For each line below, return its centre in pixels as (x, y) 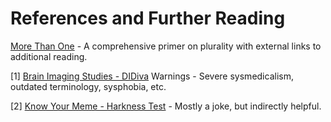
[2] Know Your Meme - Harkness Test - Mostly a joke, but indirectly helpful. (166, 106)
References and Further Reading (148, 18)
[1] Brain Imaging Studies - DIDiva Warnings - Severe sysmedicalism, (152, 76)
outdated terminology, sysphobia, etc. (88, 86)
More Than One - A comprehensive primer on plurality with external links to (166, 46)
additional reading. (49, 56)
